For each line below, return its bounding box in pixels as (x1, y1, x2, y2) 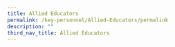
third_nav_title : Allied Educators (7, 29, 110, 37)
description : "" (7, 23, 54, 30)
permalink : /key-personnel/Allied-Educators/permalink (7, 17, 169, 23)
